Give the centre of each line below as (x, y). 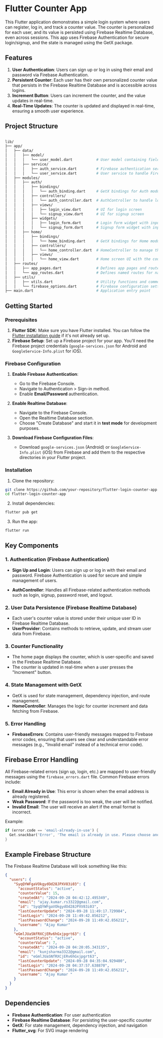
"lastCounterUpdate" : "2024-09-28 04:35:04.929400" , (72, 961)
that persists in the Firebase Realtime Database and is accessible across (84, 85)
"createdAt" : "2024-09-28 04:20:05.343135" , (64, 948)
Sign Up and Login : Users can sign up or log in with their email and (79, 570)
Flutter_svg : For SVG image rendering (50, 1030)
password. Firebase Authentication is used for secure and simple (77, 575)
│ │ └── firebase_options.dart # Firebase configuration (77, 286)
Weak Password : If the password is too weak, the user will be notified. (83, 801)
